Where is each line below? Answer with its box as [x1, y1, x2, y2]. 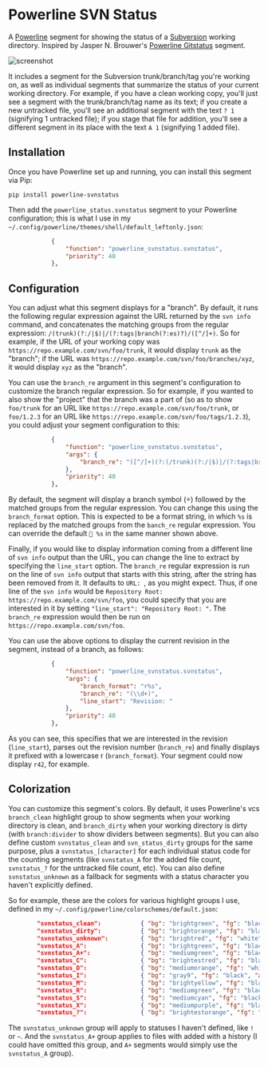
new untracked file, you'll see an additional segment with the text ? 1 [8, 105, 235, 115]
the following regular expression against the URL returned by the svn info [8, 312, 251, 321]
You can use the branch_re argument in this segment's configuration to [8, 378, 242, 388]
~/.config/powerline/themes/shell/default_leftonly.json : [8, 221, 203, 231]
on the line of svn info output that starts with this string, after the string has [8, 570, 257, 579]
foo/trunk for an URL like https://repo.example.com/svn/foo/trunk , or [8, 404, 239, 413]
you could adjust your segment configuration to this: [8, 420, 180, 430]
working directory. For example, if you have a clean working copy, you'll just [8, 88, 258, 97]
